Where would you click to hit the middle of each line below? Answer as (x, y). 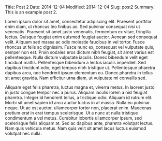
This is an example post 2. (31, 12)
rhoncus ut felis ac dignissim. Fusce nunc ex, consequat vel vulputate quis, (80, 47)
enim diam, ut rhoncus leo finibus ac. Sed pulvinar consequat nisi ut (73, 27)
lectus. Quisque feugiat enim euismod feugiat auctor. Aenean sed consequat (81, 37)
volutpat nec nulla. (23, 133)
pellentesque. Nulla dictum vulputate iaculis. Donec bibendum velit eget (76, 57)
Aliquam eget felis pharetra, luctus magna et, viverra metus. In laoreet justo (80, 87)
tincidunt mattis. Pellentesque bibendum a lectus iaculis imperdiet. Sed (75, 63)
